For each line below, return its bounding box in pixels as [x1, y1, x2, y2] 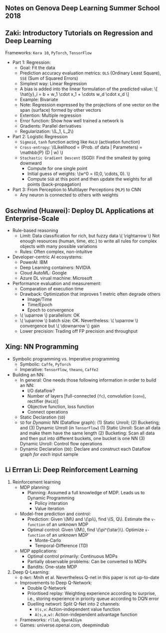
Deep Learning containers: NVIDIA [19, 264, 91, 271]
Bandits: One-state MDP [27, 564, 77, 570]
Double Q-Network [27, 585, 66, 591]
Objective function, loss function [27, 404, 95, 410]
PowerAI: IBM [19, 259, 48, 265]
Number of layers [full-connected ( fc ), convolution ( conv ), [27, 393, 146, 399]
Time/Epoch [27, 302, 52, 308]
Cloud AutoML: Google [19, 270, 67, 276]
